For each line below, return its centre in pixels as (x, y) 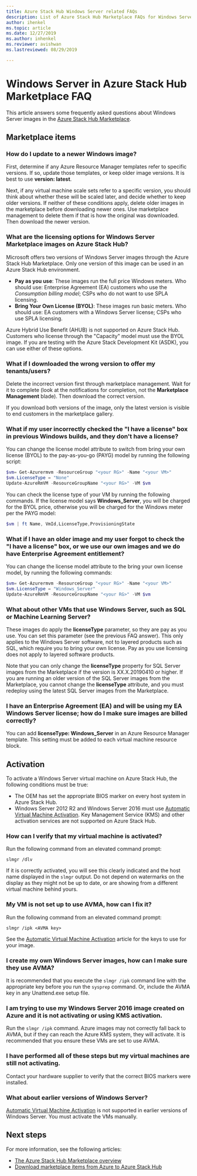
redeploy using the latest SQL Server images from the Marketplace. (87, 691)
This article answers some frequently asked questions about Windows (91, 113)
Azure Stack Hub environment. (43, 269)
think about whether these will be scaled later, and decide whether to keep (96, 197)
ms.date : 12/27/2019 (31, 33)
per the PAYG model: (31, 513)
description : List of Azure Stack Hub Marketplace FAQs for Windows (91, 17)
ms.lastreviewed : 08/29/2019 (42, 50)
